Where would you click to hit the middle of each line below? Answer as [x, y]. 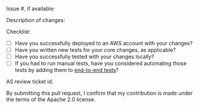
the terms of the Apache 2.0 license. [51, 99]
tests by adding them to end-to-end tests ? [67, 70]
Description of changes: [36, 20]
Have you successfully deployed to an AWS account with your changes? [104, 43]
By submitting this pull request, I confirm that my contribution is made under [99, 93]
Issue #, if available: [31, 9]
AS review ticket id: [30, 82]
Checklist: [18, 32]
